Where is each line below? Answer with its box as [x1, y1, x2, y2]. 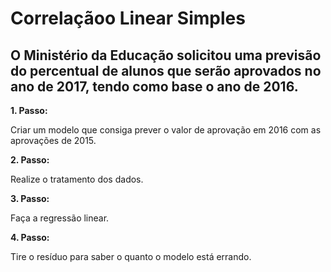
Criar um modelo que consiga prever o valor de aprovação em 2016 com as [10, 124, 322, 136]
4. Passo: [10, 232, 50, 243]
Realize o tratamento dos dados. [10, 173, 144, 185]
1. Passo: [10, 105, 48, 116]
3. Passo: [10, 193, 50, 204]
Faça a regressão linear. [10, 212, 110, 224]
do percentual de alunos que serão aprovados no [10, 62, 322, 79]
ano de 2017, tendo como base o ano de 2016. [10, 78, 299, 95]
